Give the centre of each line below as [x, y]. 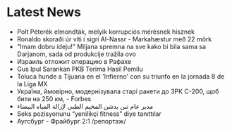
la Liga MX [32, 84]
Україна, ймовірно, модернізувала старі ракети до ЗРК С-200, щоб [118, 91]
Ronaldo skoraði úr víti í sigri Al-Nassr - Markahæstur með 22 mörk [114, 39]
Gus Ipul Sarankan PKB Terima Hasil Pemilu [80, 69]
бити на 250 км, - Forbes [54, 98]
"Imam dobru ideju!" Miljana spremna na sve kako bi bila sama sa [111, 46]
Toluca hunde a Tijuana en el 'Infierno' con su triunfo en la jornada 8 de [121, 76]
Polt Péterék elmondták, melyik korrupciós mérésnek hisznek [106, 32]
